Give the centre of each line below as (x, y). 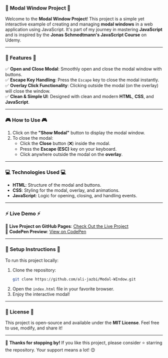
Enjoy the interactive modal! (41, 294)
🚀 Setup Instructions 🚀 (33, 249)
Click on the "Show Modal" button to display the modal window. (78, 133)
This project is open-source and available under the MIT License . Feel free (82, 322)
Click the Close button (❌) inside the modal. (65, 143)
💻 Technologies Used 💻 (35, 172)
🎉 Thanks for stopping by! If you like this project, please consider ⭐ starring (84, 342)
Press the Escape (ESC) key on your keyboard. (68, 149)
